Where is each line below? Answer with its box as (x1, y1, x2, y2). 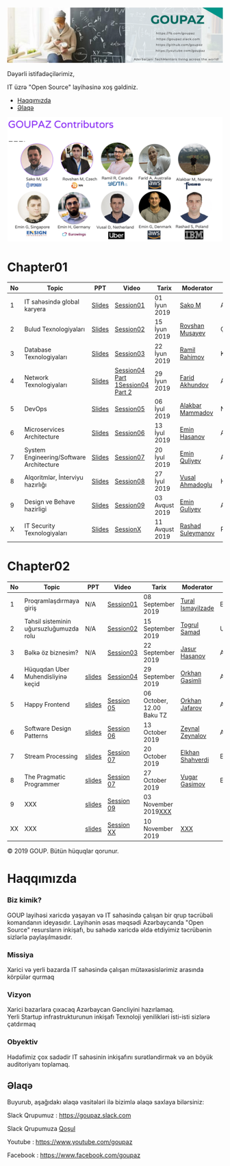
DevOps (24, 405, 47, 413)
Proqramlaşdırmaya (24, 596, 80, 605)
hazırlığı (24, 481, 47, 489)
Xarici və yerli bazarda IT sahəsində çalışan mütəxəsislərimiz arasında (7, 966, 204, 973)
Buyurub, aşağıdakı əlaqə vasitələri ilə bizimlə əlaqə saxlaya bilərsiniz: (7, 1098, 204, 1106)
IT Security (24, 522, 55, 530)
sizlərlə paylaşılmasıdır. (7, 933, 73, 941)
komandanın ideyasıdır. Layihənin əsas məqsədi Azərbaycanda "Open (7, 918, 204, 926)
